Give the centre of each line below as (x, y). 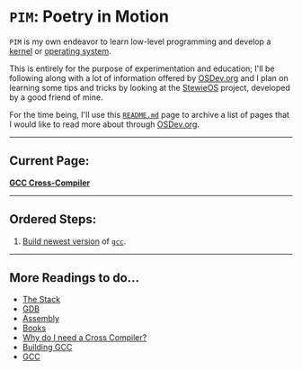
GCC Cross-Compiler (50, 183)
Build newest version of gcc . (74, 241)
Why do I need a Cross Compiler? (84, 338)
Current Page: (49, 161)
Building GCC (47, 347)
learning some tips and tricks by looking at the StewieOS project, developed (150, 87)
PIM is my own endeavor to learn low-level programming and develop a (140, 41)
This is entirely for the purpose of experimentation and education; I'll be (142, 68)
